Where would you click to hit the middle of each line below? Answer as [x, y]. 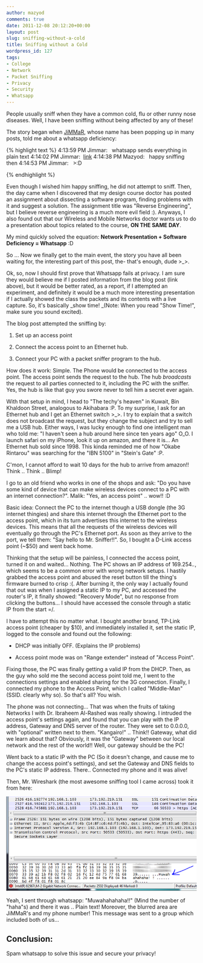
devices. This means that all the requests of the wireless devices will [92, 527]
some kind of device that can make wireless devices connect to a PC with [98, 489]
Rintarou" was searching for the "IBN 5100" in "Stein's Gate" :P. [85, 453]
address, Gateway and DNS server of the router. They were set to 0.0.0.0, [98, 726]
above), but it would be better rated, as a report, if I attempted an [87, 286]
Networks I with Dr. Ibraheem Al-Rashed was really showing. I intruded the [99, 713]
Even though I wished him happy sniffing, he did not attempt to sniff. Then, [99, 187]
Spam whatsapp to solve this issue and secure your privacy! [81, 953]
